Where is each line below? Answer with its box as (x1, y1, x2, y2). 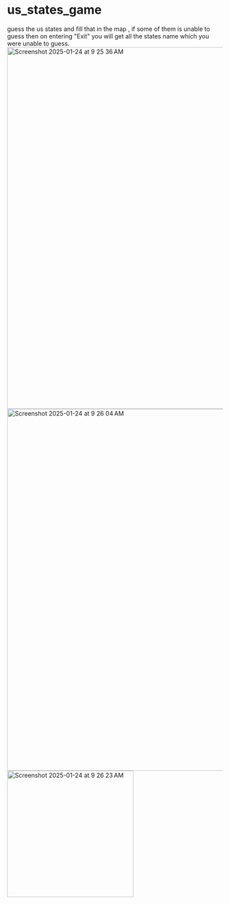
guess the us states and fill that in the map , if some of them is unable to (7, 25, 210, 33)
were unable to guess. (7, 39, 70, 47)
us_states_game (7, 2, 102, 18)
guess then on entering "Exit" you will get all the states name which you (7, 32, 209, 40)
